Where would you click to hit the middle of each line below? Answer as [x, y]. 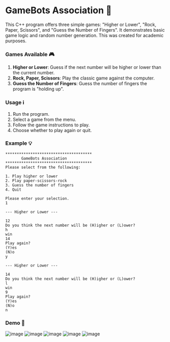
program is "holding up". [38, 89]
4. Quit [13, 190]
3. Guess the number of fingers [39, 185]
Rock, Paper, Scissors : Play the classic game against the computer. [84, 78]
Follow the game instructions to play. [51, 125]
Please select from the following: [43, 167]
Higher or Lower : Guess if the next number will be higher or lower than [87, 67]
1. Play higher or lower [32, 176]
